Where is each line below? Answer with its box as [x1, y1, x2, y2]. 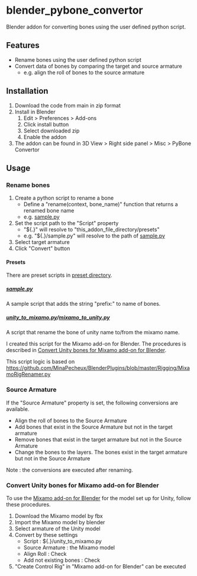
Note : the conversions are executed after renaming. [6, 466, 133, 473]
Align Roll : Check [23, 550, 67, 557]
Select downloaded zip [23, 127, 80, 134]
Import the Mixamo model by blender [14, 518, 105, 526]
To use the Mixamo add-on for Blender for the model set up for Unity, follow [6, 494, 191, 502]
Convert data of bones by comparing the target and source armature [14, 62, 182, 69]
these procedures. [6, 501, 51, 508]
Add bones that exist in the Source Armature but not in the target [14, 423, 173, 431]
